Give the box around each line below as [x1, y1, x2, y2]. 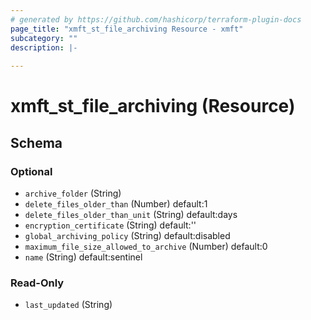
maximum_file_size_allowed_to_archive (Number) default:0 [24, 241, 268, 252]
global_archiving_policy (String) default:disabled [24, 230, 231, 241]
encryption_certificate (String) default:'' [24, 219, 197, 231]
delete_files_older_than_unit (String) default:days [24, 209, 238, 220]
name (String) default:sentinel [24, 251, 143, 263]
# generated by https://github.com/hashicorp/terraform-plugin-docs [10, 14, 302, 25]
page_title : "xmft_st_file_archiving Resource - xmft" [10, 24, 244, 34]
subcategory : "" [10, 33, 78, 43]
